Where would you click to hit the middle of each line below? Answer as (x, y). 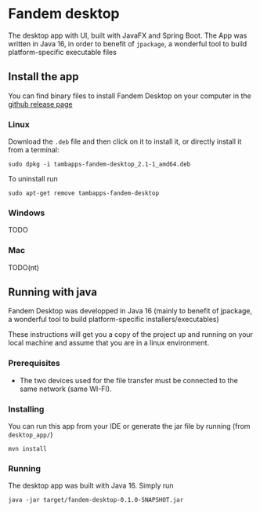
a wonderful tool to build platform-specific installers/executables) (114, 320)
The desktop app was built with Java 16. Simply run (91, 486)
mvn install (27, 449)
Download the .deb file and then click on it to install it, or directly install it (125, 141)
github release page (40, 104)
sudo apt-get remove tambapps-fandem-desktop (83, 193)
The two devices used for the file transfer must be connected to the (129, 380)
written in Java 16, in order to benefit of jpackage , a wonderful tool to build (128, 43)
